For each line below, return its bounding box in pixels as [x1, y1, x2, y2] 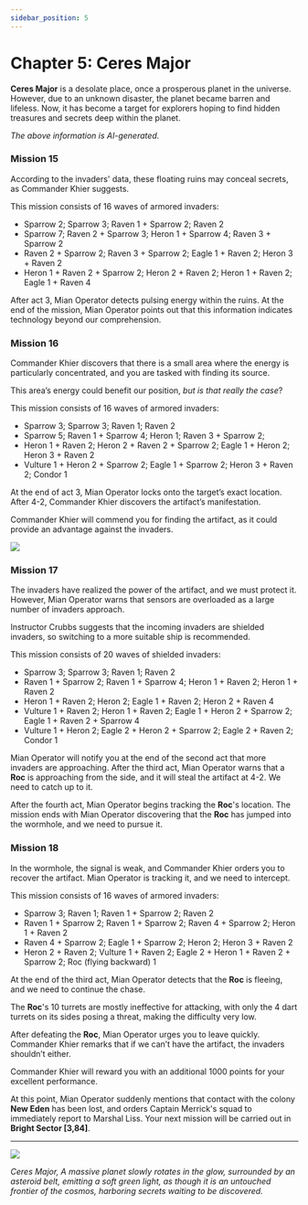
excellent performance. [10, 1075, 99, 1086]
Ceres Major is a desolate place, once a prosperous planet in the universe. [10, 83, 292, 94]
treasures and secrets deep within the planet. [10, 112, 181, 123]
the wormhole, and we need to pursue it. [10, 819, 164, 830]
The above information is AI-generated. [10, 130, 160, 141]
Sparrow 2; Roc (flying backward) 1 [23, 956, 156, 967]
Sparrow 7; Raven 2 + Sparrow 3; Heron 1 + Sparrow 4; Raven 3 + [23, 228, 271, 239]
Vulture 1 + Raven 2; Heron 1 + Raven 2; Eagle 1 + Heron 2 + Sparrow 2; [23, 706, 293, 717]
